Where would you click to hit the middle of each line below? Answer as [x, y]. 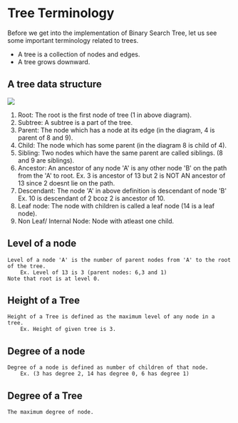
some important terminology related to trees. [73, 40]
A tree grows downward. [54, 61]
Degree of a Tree [45, 396]
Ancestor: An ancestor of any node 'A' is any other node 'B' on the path [122, 168]
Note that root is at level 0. [54, 279]
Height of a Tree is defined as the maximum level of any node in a [111, 317]
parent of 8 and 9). [45, 138]
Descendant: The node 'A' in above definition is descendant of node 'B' [122, 190]
